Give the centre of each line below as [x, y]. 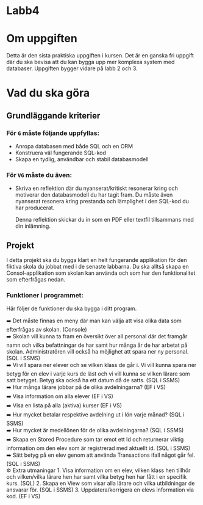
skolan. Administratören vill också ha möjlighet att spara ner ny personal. [98, 352]
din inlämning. [33, 226]
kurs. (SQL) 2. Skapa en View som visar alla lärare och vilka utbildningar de [101, 484]
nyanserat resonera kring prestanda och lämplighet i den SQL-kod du [102, 202]
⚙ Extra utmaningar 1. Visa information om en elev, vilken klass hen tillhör [98, 470]
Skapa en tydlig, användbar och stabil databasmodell [82, 159]
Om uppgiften [42, 39]
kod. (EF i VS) [23, 496]
